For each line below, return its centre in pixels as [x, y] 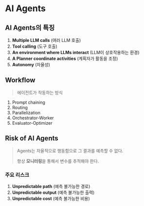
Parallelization [26, 112]
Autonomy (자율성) [31, 65]
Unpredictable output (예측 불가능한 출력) [53, 192]
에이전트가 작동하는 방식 [40, 93]
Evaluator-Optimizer [32, 123]
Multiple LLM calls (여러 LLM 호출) [46, 40]
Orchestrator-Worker [33, 118]
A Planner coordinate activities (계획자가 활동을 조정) [65, 58]
